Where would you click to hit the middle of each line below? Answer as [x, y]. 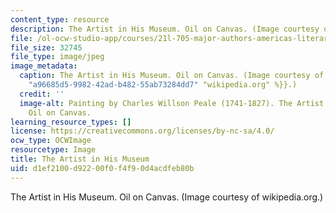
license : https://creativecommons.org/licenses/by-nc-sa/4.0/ [142, 131]
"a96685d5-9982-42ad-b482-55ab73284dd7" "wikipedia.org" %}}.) [163, 85]
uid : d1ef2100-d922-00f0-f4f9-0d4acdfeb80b [102, 168]
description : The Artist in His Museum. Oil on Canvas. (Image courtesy [165, 29]
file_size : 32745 [46, 47]
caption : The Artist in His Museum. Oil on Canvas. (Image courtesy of [172, 76]
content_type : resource [60, 19]
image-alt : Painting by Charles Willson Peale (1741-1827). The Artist [172, 103]
